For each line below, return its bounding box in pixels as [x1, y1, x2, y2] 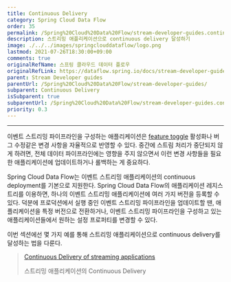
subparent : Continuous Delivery [7, 87, 100, 94]
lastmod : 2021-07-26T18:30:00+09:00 [7, 49, 112, 56]
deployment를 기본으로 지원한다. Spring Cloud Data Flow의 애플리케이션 [7, 181, 205, 189]
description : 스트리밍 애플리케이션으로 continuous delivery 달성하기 [7, 36, 190, 43]
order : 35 [7, 23, 36, 30]
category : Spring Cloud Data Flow [7, 17, 107, 23]
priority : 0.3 [7, 106, 48, 113]
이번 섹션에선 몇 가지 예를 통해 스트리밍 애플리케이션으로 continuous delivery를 [7, 230, 221, 238]
